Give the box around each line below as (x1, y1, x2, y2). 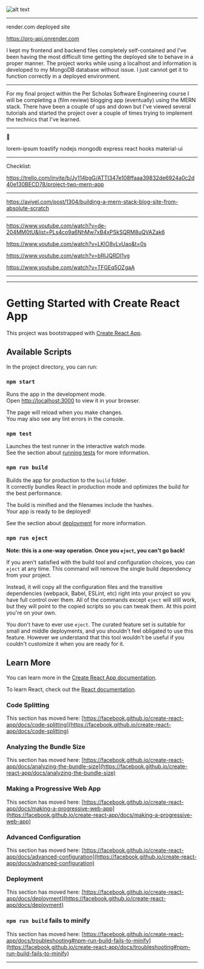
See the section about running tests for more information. (6, 449, 150, 457)
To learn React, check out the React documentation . (6, 685, 137, 693)
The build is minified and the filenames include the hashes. (6, 501, 154, 508)
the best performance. (6, 489, 63, 497)
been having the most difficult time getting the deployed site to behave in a (6, 53, 194, 60)
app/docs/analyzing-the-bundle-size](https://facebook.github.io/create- (6, 763, 188, 770)
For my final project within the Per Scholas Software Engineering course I (6, 90, 189, 97)
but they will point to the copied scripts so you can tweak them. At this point (6, 602, 196, 610)
